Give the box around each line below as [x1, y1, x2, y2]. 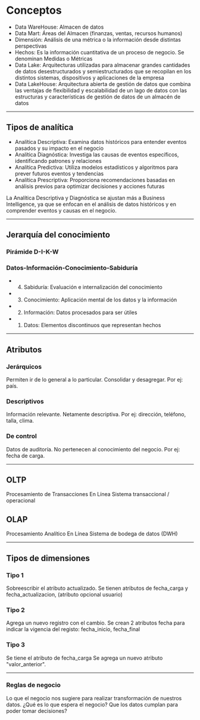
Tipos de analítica [6, 122, 74, 133]
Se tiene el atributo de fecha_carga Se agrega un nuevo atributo [6, 654, 163, 661]
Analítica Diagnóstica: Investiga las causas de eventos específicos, [14, 150, 179, 158]
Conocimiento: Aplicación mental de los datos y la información [23, 296, 177, 303]
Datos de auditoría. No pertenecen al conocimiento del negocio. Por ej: [6, 445, 180, 453]
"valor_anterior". [6, 660, 46, 667]
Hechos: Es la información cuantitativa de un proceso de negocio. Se [14, 48, 185, 56]
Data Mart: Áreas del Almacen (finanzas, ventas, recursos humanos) [14, 29, 183, 36]
